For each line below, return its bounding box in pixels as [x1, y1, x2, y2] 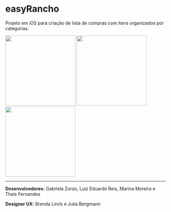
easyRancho [5, 3, 60, 15]
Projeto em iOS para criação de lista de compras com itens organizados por [5, 20, 164, 26]
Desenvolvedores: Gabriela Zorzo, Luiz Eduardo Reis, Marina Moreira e [5, 185, 156, 192]
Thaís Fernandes [5, 191, 41, 197]
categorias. [5, 25, 29, 31]
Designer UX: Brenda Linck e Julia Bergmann [5, 201, 101, 207]
